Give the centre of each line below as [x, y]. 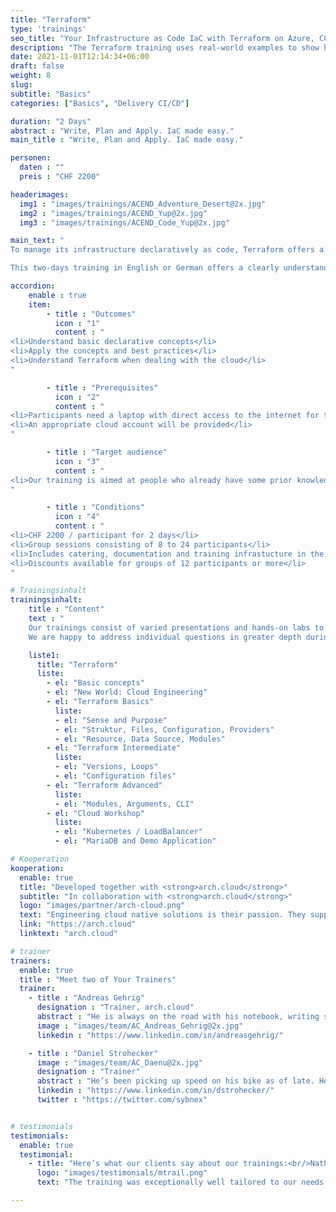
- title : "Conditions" [95, 507]
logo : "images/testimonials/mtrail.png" [122, 1173]
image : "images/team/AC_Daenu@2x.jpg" [119, 1062]
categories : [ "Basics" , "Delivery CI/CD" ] [100, 103]
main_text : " [37, 241]
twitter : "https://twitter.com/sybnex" [122, 1100]
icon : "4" [77, 517]
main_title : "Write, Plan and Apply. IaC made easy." [127, 140]
